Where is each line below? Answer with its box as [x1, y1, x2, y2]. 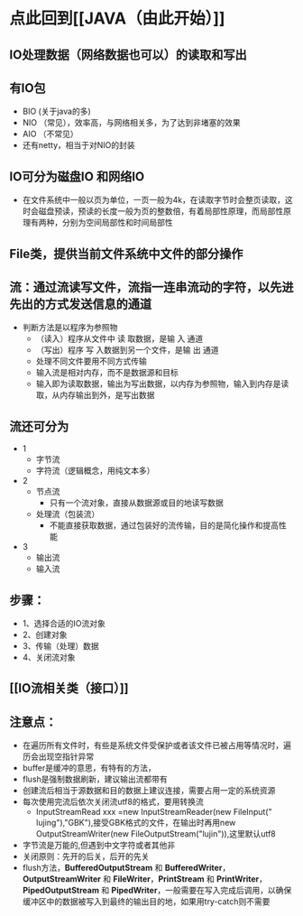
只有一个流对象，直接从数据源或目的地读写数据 [49, 497, 224, 508]
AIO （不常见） [22, 128, 78, 140]
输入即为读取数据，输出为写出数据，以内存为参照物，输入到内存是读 [35, 378, 289, 389]
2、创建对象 [22, 629, 68, 641]
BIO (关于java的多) [22, 106, 92, 117]
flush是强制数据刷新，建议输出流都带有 [22, 773, 169, 785]
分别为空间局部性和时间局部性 [61, 217, 173, 228]
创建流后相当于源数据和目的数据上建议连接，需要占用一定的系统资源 [22, 785, 276, 796]
